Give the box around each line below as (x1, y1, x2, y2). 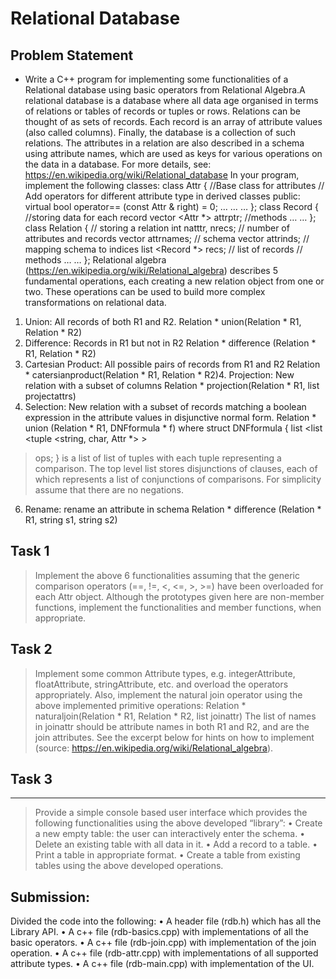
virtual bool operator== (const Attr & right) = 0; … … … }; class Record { (24, 201, 319, 212)
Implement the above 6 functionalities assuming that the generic (34, 569, 300, 581)
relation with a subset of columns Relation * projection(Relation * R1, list (24, 380, 320, 391)
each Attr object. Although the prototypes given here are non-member (34, 590, 325, 602)
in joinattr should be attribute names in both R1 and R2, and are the (34, 720, 310, 732)
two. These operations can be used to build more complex (24, 286, 266, 297)
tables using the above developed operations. (34, 860, 224, 872)
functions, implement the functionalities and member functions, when (34, 601, 322, 613)
